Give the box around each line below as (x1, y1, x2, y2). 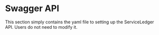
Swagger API (5, 3, 60, 14)
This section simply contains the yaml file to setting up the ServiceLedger (5, 19, 154, 25)
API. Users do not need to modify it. (5, 24, 78, 30)
